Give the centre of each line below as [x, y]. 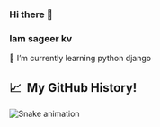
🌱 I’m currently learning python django [80, 59]
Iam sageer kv [41, 38]
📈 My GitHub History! [73, 88]
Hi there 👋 [31, 14]
